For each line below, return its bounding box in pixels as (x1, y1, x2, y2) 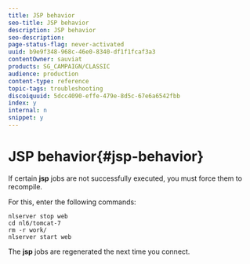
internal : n (8, 107, 47, 115)
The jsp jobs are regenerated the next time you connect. (8, 247, 190, 256)
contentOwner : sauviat (8, 56, 82, 64)
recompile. (8, 181, 43, 191)
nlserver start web (8, 233, 72, 240)
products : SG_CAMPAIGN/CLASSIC (8, 63, 111, 71)
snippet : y (8, 114, 44, 122)
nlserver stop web (8, 212, 68, 220)
